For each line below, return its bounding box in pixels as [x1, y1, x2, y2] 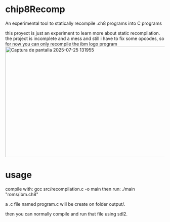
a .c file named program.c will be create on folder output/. [5, 201, 125, 207]
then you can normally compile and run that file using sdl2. [5, 211, 128, 217]
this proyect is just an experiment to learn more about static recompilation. [5, 30, 160, 36]
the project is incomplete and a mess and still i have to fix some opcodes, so [5, 35, 164, 41]
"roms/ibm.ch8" [5, 191, 39, 197]
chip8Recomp [5, 4, 65, 15]
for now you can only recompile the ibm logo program [5, 40, 117, 47]
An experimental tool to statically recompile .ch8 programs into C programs [5, 20, 162, 26]
